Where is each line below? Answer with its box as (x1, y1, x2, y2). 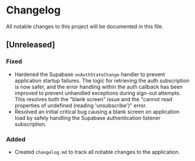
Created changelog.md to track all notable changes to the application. (14, 148, 180, 155)
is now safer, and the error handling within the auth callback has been (14, 83, 183, 90)
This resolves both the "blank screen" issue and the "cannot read (14, 95, 173, 102)
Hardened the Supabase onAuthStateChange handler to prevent (14, 71, 165, 78)
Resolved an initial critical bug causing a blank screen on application (14, 108, 180, 115)
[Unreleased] (6, 40, 56, 50)
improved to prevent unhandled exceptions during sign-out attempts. (14, 89, 182, 97)
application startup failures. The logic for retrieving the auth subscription (14, 77, 190, 84)
